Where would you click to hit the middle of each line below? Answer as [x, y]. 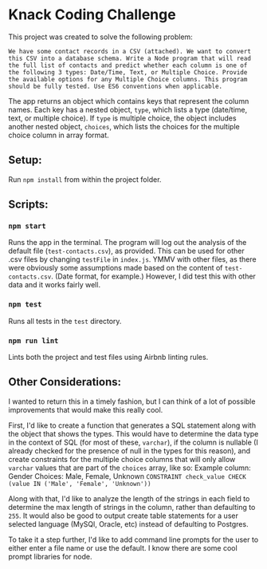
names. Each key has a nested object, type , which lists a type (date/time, [128, 109]
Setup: [25, 160]
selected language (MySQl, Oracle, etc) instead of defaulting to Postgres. [128, 524]
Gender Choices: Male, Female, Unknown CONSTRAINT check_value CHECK [128, 476]
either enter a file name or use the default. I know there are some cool [123, 547]
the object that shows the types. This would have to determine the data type [133, 433]
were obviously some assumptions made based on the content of [116, 268]
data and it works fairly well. [55, 285]
